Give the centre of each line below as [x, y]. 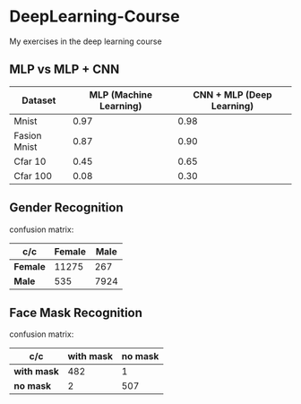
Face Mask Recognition [76, 312]
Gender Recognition [66, 208]
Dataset [39, 100]
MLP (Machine [121, 94]
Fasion [28, 135]
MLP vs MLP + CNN [64, 69]
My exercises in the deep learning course [86, 41]
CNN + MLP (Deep [232, 94]
